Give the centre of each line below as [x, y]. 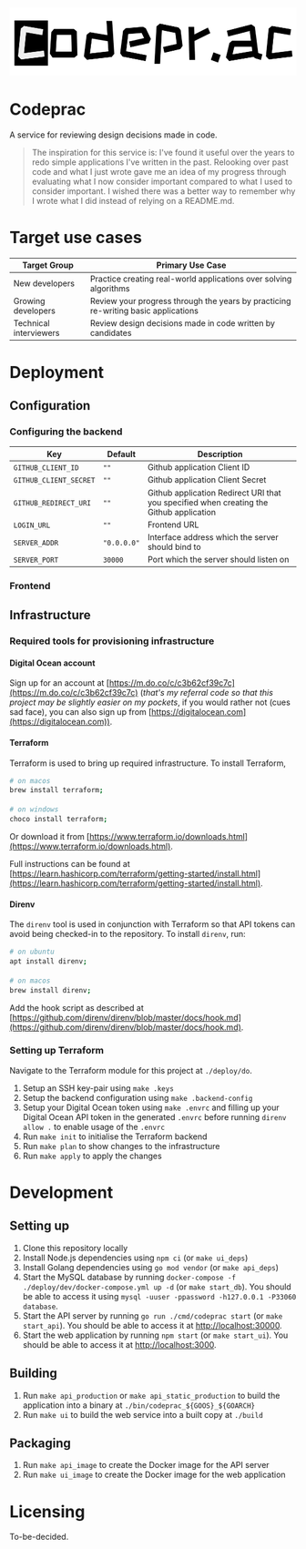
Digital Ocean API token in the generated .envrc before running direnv [154, 1116]
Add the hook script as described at [76, 1007]
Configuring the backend [66, 432]
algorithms [110, 288]
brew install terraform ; [56, 790]
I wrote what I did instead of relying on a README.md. [133, 200]
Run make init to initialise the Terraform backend [115, 1136]
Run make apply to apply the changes [92, 1156]
